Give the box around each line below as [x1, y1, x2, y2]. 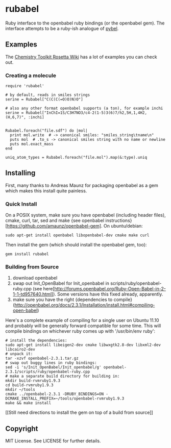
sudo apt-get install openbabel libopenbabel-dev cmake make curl [5, 233, 150, 238]
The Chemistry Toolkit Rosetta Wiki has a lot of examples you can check [5, 54, 157, 60]
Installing [5, 169, 36, 178]
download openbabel [12, 275, 58, 281]
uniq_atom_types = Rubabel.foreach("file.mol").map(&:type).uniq [5, 155, 147, 160]
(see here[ [33, 286, 55, 292]
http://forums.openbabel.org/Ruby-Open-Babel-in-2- [54, 286, 166, 292]
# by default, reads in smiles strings [5, 92, 90, 97]
